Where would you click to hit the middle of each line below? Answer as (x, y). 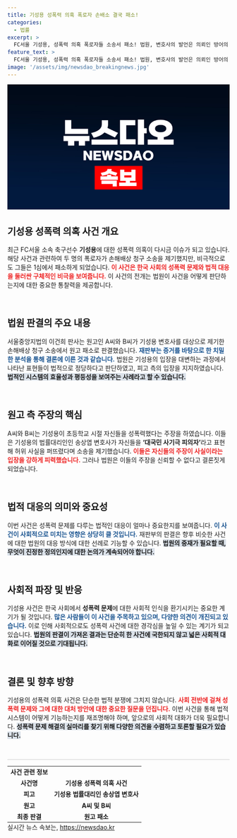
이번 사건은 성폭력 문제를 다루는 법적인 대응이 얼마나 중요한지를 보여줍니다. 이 (114, 525)
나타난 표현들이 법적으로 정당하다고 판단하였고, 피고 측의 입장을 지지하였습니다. (116, 368)
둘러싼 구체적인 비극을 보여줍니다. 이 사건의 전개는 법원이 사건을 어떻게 (111, 277)
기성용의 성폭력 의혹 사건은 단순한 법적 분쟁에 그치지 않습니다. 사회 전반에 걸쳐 (114, 700)
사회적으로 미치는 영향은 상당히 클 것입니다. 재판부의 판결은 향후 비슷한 (116, 534)
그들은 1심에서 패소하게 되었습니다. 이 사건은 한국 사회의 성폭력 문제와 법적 (116, 267)
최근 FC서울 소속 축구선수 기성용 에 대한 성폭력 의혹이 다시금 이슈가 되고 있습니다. (119, 250)
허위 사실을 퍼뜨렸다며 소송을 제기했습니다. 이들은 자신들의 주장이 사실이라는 (119, 451)
